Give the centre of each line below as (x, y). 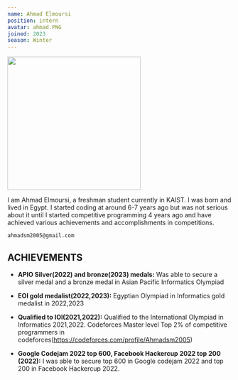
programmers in (41, 332)
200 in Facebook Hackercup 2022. (69, 368)
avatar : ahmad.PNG (34, 27)
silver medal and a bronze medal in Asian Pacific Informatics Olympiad (121, 282)
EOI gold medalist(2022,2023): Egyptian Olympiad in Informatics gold (121, 295)
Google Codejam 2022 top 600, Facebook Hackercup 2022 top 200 (119, 353)
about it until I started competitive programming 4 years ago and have (109, 215)
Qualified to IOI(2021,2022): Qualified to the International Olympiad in (120, 317)
